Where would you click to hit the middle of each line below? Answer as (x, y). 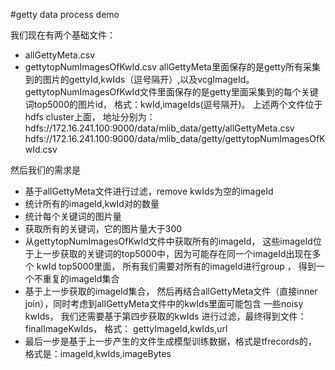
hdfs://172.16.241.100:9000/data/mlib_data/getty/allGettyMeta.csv (159, 128)
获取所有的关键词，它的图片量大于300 (103, 228)
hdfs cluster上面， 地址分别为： (90, 117)
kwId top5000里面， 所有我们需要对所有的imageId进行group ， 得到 (176, 266)
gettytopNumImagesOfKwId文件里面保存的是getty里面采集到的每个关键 (171, 92)
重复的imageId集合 (81, 278)
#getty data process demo (65, 14)
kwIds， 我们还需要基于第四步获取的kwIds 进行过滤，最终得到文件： (165, 316)
